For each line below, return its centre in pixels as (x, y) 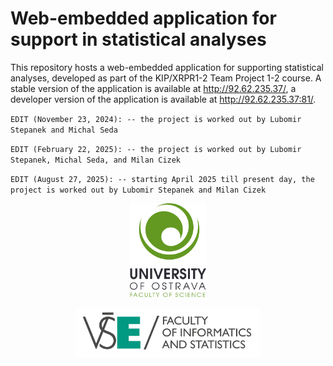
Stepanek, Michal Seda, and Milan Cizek (96, 160)
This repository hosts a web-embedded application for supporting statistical (167, 67)
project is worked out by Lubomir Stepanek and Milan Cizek (138, 190)
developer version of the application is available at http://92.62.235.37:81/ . (163, 99)
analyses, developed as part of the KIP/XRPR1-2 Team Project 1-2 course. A (166, 78)
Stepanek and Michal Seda (64, 130)
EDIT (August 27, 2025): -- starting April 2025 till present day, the (162, 179)
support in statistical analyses (138, 39)
